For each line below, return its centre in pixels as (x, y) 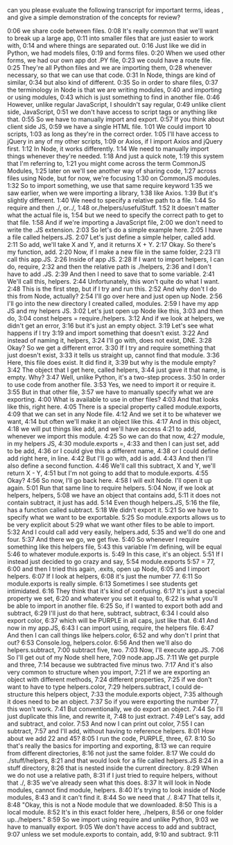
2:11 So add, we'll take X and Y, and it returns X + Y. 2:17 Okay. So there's (112, 245)
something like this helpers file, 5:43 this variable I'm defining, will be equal (114, 547)
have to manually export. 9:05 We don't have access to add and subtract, (112, 827)
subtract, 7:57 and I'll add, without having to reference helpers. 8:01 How (111, 731)
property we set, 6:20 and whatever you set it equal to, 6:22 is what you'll (112, 598)
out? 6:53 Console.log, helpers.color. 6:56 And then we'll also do (100, 642)
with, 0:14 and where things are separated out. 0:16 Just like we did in (107, 45)
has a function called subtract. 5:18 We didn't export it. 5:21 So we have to (113, 510)
